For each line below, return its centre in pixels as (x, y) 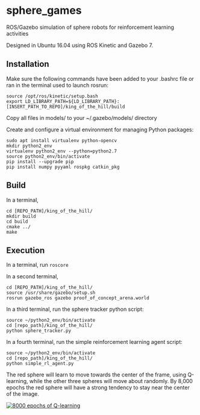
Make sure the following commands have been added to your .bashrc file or (100, 78)
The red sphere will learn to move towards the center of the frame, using (96, 375)
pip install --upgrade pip (40, 161)
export (14, 101)
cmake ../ (19, 226)
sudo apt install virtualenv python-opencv (62, 140)
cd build (17, 221)
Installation (28, 64)
